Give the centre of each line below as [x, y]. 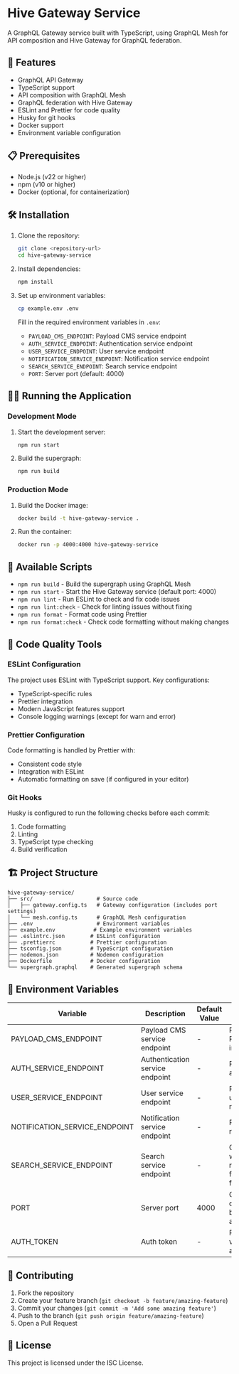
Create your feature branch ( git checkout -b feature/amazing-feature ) [123, 1300]
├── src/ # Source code [73, 899]
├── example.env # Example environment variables [100, 930]
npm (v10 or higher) [47, 184]
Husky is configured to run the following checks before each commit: [109, 813]
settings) [22, 912]
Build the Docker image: [53, 505]
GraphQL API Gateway [51, 80]
